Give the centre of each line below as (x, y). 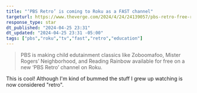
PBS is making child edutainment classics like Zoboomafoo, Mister (101, 55)
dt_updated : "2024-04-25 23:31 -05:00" (55, 33)
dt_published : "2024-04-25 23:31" (48, 28)
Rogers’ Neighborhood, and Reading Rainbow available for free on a (103, 61)
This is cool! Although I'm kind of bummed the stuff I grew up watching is (94, 78)
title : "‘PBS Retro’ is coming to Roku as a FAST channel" (80, 11)
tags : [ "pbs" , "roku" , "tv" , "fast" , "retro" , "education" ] (74, 38)
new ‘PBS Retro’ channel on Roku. (61, 67)
